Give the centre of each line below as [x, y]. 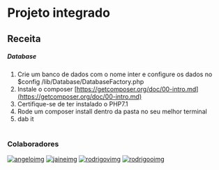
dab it [25, 119]
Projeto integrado [59, 13]
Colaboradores [33, 143]
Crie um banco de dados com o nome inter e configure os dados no [115, 74]
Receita [24, 39]
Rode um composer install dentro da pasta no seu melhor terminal [112, 111]
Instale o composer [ [47, 89]
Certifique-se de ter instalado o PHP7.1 [73, 104]
